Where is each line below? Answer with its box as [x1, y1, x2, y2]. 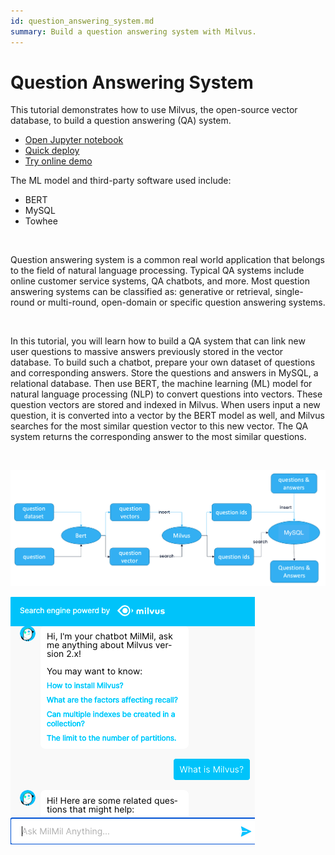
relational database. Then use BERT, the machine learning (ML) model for [10, 378, 313, 390]
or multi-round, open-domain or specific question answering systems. [36, 296, 326, 309]
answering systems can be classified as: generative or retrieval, [10, 286, 273, 298]
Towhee [24, 215, 58, 227]
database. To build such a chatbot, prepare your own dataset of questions [10, 356, 316, 369]
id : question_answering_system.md [10, 16, 155, 26]
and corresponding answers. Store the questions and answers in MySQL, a [10, 367, 319, 379]
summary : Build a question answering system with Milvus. [10, 26, 257, 37]
